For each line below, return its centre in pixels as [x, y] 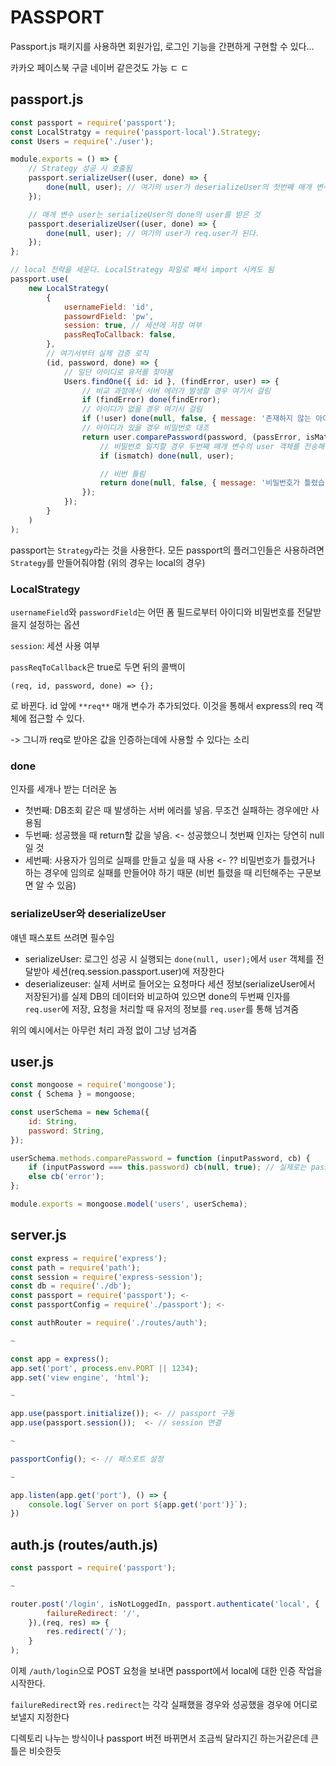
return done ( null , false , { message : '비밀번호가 [199, 483]
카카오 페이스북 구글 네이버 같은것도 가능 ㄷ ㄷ [100, 67]
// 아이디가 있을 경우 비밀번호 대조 [145, 428]
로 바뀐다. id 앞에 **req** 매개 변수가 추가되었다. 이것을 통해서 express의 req [161, 705]
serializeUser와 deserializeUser [88, 914]
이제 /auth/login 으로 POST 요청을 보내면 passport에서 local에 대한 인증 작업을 [166, 1671]
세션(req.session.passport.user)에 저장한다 [138, 971]
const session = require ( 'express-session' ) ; [106, 1277]
